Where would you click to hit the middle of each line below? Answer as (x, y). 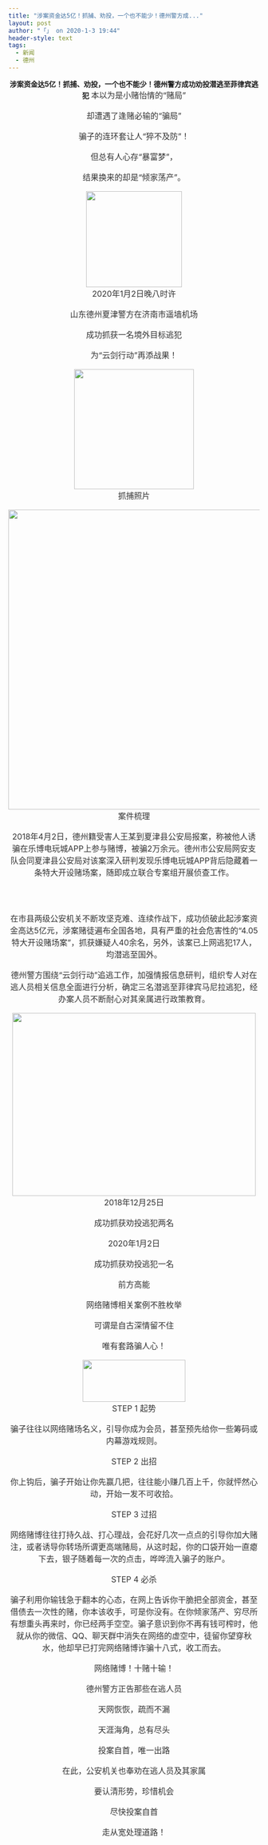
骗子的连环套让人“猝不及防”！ (134, 136)
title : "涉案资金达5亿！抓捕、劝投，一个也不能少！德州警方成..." (106, 16)
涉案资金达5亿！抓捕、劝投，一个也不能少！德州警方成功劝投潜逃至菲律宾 (130, 84)
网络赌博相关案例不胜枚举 (134, 1304)
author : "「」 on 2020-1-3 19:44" (65, 30)
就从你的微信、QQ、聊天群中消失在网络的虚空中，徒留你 (122, 1635)
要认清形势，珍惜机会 (134, 1791)
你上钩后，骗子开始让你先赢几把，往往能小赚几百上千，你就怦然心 (134, 1482)
